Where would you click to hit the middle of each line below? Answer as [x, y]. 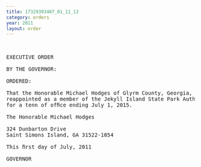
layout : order [24, 28]
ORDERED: [19, 81]
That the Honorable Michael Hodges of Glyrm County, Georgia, [99, 93]
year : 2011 [20, 23]
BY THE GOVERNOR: [31, 69]
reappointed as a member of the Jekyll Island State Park [93, 99]
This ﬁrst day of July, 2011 [49, 147]
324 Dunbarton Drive [36, 129]
